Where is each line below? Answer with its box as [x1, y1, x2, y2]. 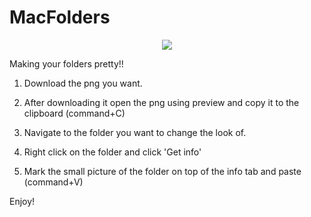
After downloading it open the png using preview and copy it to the [23, 96, 300, 108]
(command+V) [23, 176, 84, 188]
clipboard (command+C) [23, 107, 126, 119]
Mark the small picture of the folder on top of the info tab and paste [23, 165, 302, 177]
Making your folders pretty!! [9, 57, 124, 70]
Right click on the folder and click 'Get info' [23, 146, 202, 158]
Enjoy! [9, 195, 36, 207]
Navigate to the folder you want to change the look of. [23, 126, 247, 138]
